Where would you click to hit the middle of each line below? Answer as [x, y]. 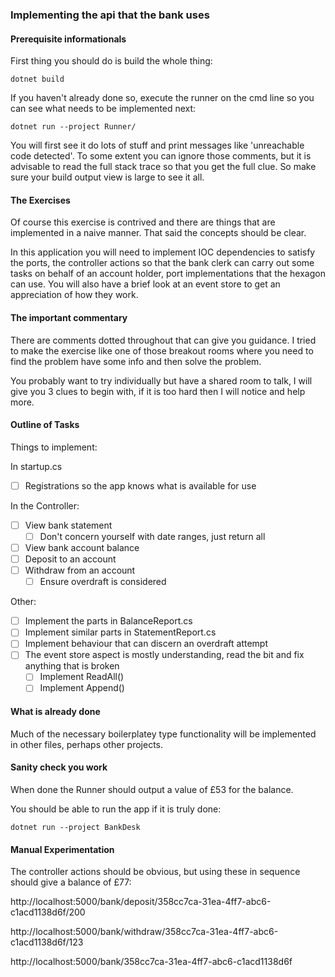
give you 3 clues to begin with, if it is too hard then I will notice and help [158, 391]
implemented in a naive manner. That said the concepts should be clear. [158, 233]
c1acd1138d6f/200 [48, 912]
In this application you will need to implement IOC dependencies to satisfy [163, 252]
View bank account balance [82, 547]
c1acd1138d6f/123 [47, 942]
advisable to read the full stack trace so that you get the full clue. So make [163, 167]
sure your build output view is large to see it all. [107, 177]
